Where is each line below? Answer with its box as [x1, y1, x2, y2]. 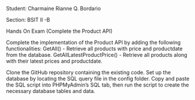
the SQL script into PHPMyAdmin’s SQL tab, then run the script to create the [6, 81, 189, 88]
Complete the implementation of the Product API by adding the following [6, 39, 181, 46]
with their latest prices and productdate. [6, 58, 102, 64]
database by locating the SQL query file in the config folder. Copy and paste [6, 75, 190, 82]
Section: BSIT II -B [6, 16, 50, 23]
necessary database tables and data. [6, 88, 95, 94]
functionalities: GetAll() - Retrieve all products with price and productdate [6, 45, 183, 52]
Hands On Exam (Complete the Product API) [6, 27, 113, 35]
